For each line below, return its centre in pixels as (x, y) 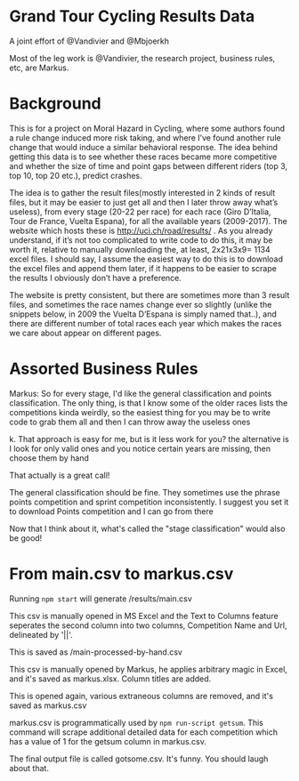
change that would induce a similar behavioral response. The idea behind (144, 147)
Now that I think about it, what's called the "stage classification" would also (147, 528)
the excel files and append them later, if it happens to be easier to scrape (143, 268)
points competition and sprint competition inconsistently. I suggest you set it (149, 502)
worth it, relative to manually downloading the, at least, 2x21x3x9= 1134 (140, 249)
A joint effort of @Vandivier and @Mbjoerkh (89, 41)
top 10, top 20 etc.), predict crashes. (76, 175)
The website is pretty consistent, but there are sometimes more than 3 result (149, 294)
